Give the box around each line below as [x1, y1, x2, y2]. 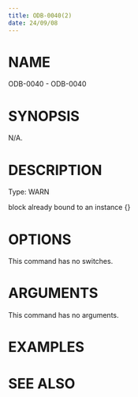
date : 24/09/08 [8, 19, 58, 27]
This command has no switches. [8, 257, 114, 266]
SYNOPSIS [8, 107, 80, 125]
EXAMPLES [8, 338, 84, 357]
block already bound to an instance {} [8, 203, 131, 212]
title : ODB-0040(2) [8, 11, 73, 20]
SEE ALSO [8, 374, 76, 392]
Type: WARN [8, 187, 50, 197]
